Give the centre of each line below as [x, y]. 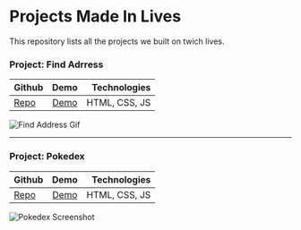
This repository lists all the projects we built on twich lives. [117, 41]
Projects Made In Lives [95, 17]
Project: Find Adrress [56, 64]
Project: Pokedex [47, 157]
